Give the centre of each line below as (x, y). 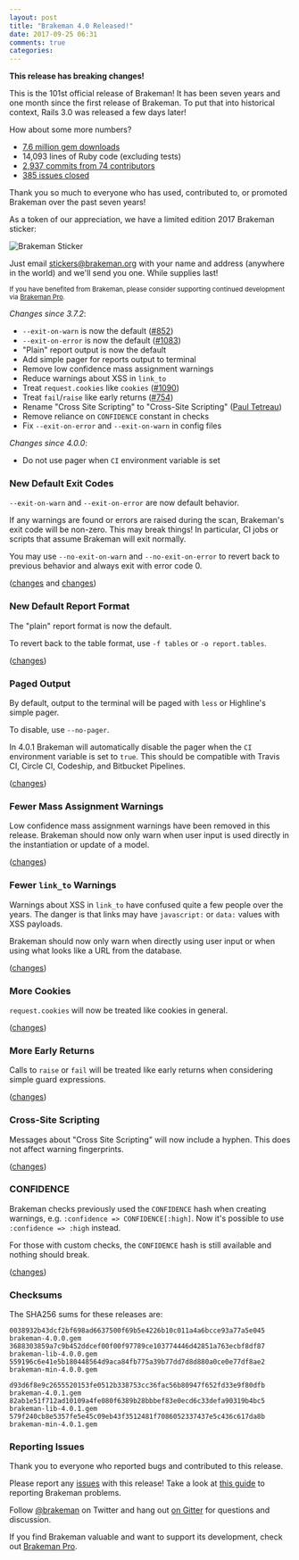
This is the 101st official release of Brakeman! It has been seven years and (145, 94)
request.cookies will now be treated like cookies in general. (119, 1010)
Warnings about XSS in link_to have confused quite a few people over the (146, 904)
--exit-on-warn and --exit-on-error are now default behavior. (124, 503)
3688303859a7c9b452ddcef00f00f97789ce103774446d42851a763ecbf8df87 (137, 1347)
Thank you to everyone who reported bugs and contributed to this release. (146, 1466)
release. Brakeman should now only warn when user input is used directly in (149, 835)
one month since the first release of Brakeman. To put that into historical (142, 103)
